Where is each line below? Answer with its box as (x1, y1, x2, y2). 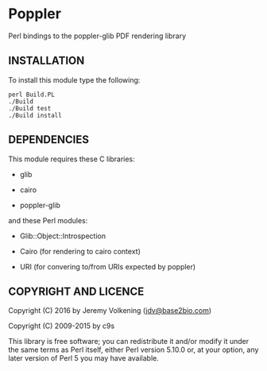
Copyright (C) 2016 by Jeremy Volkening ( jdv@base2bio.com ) (8, 306, 212, 315)
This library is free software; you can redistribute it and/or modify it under (8, 337, 250, 346)
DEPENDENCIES (8, 133, 90, 147)
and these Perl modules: (8, 215, 88, 225)
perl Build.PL (8, 91, 56, 99)
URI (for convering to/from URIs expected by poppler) (19, 261, 196, 271)
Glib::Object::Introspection (19, 231, 106, 241)
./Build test (8, 104, 52, 112)
